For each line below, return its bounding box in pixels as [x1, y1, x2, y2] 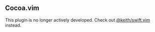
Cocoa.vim [5, 4, 39, 12]
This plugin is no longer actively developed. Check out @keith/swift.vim [5, 17, 150, 23]
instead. [5, 22, 22, 28]
